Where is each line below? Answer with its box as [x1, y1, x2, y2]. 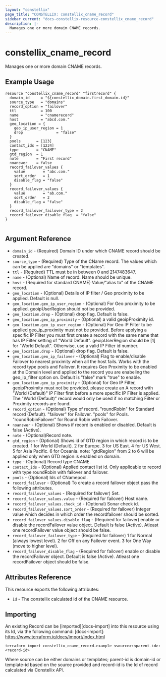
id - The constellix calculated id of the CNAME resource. [12, 596, 128, 602]
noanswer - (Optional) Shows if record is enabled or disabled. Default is [12, 422, 157, 428]
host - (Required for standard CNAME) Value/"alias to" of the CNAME [12, 279, 154, 285]
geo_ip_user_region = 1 [14, 125, 63, 130]
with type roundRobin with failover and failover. [12, 469, 109, 475]
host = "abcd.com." [9, 117, 70, 122]
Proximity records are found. [12, 400, 71, 407]
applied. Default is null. [12, 295, 59, 301]
